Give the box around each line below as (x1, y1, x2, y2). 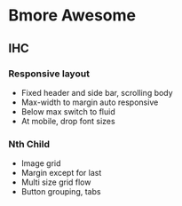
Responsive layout (8, 67, 91, 80)
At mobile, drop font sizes (20, 115, 116, 126)
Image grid (20, 158, 61, 169)
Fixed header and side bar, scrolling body (20, 87, 174, 98)
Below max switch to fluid (20, 106, 116, 116)
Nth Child (8, 138, 51, 150)
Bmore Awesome (8, 5, 137, 26)
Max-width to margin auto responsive (20, 97, 159, 107)
